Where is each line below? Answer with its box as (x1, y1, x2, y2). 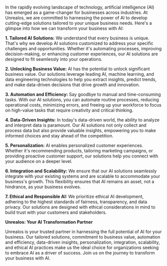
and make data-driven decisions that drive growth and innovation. (5, 82, 140, 88)
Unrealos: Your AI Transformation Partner (5, 219, 93, 225)
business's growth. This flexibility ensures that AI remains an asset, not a (5, 179, 155, 184)
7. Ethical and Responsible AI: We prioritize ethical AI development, (5, 194, 144, 199)
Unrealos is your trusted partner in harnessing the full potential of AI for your (5, 229, 162, 235)
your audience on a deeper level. (5, 158, 73, 164)
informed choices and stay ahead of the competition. (5, 133, 114, 138)
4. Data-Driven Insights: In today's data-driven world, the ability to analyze (5, 117, 160, 123)
